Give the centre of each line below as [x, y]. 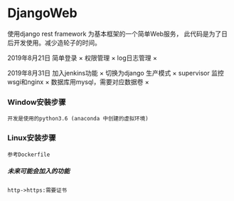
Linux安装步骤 [32, 138]
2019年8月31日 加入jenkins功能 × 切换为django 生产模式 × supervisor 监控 [116, 73]
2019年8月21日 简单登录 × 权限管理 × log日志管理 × [83, 58]
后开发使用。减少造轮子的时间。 [54, 42]
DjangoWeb [42, 13]
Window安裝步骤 [37, 102]
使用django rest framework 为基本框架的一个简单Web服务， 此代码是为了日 [118, 33]
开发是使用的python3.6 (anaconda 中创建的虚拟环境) [78, 119]
